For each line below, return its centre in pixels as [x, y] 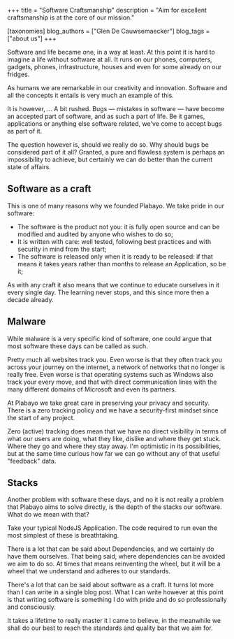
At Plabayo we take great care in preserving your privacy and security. [109, 403]
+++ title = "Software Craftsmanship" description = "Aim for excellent [107, 10]
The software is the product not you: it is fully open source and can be [118, 227]
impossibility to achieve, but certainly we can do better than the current [110, 159]
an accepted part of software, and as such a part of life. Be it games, [106, 116]
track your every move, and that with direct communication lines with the [112, 382]
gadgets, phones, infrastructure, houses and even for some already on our [115, 67]
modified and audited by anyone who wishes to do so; [95, 234]
